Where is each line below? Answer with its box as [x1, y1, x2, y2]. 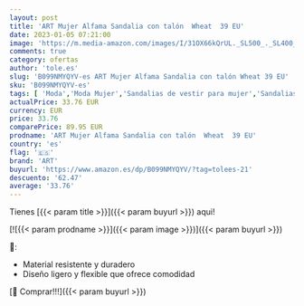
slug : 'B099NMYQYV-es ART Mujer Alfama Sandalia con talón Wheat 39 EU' [9, 72, 290, 81]
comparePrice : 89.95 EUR [9, 123, 103, 132]
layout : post [9, 13, 59, 23]
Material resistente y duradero [22, 259, 136, 270]
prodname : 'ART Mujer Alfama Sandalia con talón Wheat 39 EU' [9, 131, 257, 140]
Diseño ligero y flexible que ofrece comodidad [22, 269, 195, 280]
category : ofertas [9, 55, 79, 64]
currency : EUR [9, 106, 63, 115]
